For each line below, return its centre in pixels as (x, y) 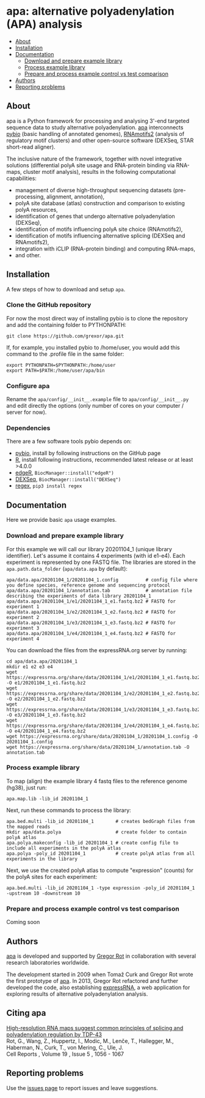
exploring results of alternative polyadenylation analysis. (77, 994)
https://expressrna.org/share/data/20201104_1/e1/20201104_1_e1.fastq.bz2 (103, 677)
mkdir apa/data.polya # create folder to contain (97, 832)
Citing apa (26, 1013)
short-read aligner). (31, 147)
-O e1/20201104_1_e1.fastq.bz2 (46, 683)
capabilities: (21, 178)
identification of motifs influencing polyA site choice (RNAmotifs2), (99, 229)
